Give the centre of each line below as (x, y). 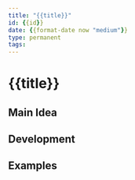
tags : (17, 45)
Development (42, 140)
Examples (33, 166)
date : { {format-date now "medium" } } (68, 30)
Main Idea (33, 112)
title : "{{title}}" (40, 15)
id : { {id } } (26, 23)
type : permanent (35, 37)
